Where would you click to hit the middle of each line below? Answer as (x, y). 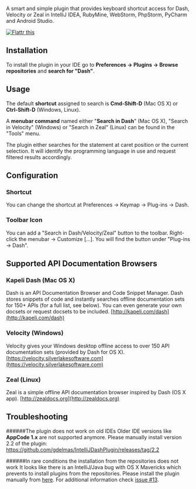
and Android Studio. (30, 21)
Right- (177, 233)
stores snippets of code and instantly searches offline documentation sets (95, 299)
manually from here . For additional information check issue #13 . (82, 480)
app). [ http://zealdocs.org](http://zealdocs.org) (63, 398)
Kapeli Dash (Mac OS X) (41, 280)
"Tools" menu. (23, 133)
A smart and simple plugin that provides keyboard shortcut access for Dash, (98, 8)
